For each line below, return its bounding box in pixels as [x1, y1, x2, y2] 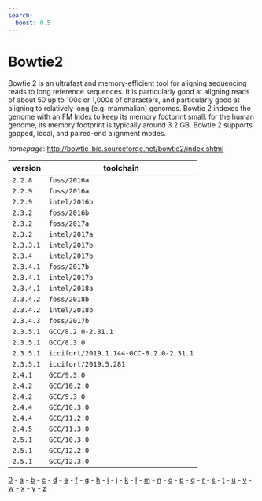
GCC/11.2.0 [48, 414, 90, 423]
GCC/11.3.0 [48, 425, 90, 433]
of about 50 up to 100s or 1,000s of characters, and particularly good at [8, 95, 240, 105]
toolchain [103, 163, 140, 174]
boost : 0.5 [15, 19, 51, 27]
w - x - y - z [8, 484, 47, 493]
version [12, 163, 42, 174]
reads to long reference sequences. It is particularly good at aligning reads [8, 87, 250, 97]
